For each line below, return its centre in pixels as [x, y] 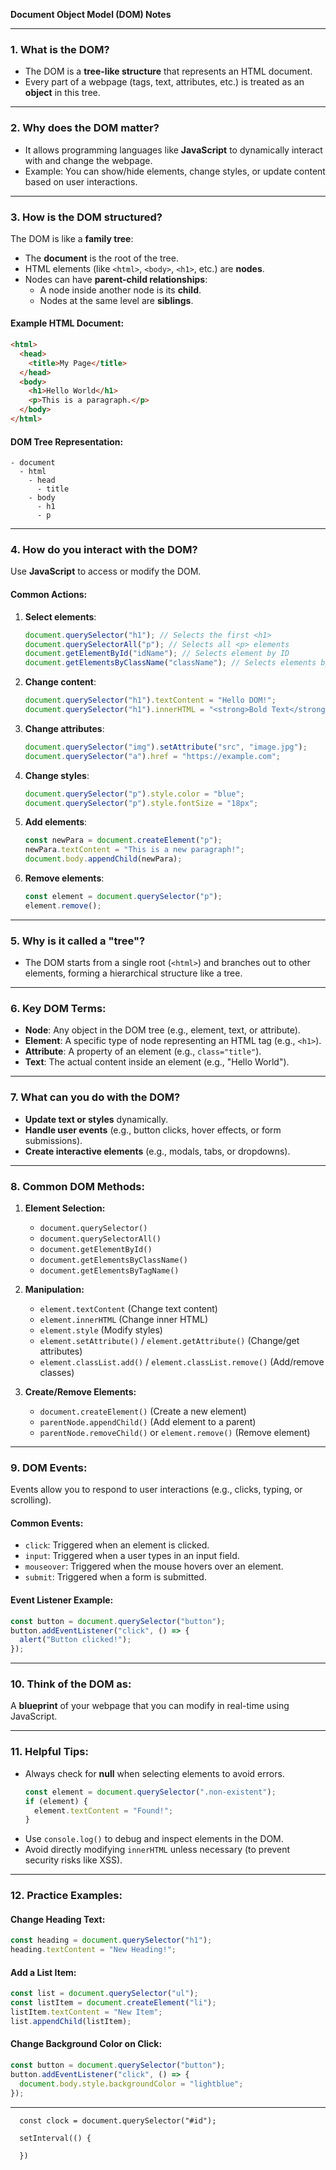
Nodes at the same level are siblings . [116, 300]
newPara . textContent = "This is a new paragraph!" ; [134, 850]
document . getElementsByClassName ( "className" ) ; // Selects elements [170, 663]
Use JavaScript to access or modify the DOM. [106, 571]
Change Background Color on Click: [86, 2044]
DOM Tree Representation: [67, 441]
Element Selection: [65, 1208]
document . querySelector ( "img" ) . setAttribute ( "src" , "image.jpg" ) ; [166, 747]
